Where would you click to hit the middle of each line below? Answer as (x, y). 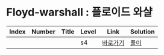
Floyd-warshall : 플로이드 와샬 (79, 12)
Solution (143, 32)
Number (43, 32)
